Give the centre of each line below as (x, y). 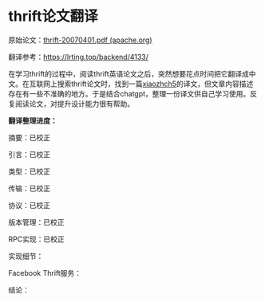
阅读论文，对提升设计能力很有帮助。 (74, 104)
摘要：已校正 (29, 137)
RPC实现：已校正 (37, 239)
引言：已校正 (29, 154)
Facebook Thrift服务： (45, 273)
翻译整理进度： (33, 120)
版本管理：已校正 (36, 222)
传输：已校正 (29, 188)
